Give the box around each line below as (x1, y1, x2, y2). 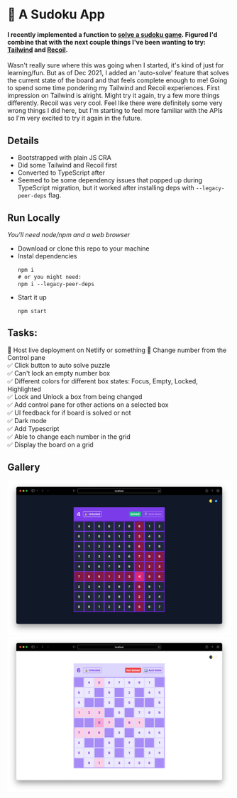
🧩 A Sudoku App (7, 6, 105, 23)
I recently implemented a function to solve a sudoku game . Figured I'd (7, 30, 218, 38)
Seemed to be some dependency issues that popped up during (17, 176, 203, 185)
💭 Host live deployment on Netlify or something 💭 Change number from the (7, 346, 227, 354)
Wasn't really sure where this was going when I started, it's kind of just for (7, 61, 224, 70)
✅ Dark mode (7, 416, 48, 425)
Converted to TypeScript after (17, 168, 105, 177)
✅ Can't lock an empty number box (7, 368, 111, 377)
